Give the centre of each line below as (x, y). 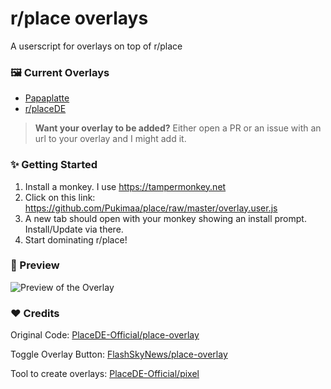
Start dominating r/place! (76, 239)
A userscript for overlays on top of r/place (96, 46)
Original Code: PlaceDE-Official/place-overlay (105, 335)
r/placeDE (45, 109)
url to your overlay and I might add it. (110, 139)
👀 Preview (35, 265)
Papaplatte (47, 98)
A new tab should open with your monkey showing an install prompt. (165, 218)
